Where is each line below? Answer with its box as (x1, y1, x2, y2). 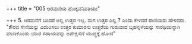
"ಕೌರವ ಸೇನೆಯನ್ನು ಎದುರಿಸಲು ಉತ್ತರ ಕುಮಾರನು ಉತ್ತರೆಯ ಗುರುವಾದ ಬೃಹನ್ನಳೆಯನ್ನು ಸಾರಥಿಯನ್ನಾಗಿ (6, 23, 180, 30)
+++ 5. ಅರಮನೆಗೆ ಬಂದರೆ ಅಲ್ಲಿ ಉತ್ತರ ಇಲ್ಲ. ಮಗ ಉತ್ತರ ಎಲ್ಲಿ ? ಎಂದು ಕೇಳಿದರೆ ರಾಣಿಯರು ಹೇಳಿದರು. (6, 17, 186, 23)
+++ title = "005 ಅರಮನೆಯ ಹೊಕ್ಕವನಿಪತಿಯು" (6, 5, 100, 12)
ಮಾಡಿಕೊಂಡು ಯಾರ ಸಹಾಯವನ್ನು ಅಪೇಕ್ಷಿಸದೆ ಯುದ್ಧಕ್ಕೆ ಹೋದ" (6, 30, 116, 37)
